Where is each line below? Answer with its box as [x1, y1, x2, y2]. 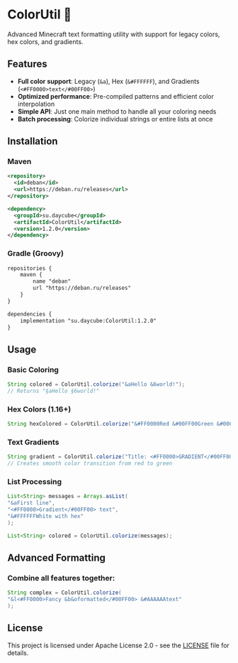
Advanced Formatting [7, 552, 106, 564]
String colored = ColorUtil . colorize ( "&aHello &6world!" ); [7, 381, 186, 388]
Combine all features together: [7, 573, 115, 583]
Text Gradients [7, 437, 59, 447]
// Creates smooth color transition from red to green [7, 460, 173, 468]
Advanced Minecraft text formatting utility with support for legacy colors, [7, 30, 220, 38]
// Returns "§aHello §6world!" [7, 387, 100, 395]
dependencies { [7, 311, 52, 318]
